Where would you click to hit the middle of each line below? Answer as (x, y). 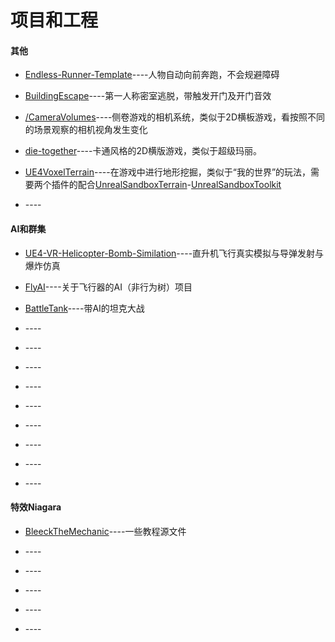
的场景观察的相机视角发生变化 (86, 130)
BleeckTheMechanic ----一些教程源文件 (105, 531)
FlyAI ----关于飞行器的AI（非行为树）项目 (108, 287)
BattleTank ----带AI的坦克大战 (84, 308)
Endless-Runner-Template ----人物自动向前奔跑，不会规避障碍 (152, 75)
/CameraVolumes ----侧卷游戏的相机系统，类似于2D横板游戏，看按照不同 (175, 117)
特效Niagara (36, 507)
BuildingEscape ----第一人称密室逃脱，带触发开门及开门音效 (148, 96)
